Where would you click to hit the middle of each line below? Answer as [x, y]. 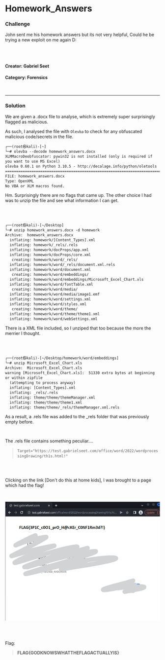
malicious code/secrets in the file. [39, 137]
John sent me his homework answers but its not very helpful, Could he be [80, 35]
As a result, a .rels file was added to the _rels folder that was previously [77, 416]
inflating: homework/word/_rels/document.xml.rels [62, 264]
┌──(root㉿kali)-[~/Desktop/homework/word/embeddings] [62, 358]
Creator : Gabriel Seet [27, 66]
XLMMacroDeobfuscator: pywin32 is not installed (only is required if [79, 156]
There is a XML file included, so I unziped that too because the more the [78, 328]
